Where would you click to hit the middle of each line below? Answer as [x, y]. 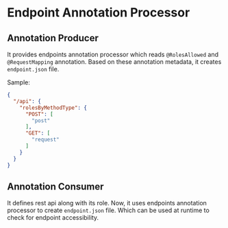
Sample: [19, 82]
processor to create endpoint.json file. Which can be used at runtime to [109, 210]
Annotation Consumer [55, 186]
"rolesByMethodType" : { [53, 108]
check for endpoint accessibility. [53, 218]
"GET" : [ [38, 133]
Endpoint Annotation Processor [99, 13]
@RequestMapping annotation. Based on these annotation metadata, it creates [114, 62]
